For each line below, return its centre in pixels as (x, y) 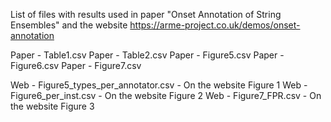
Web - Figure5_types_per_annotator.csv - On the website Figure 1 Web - (159, 85)
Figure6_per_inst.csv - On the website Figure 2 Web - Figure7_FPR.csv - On (166, 95)
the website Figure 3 (52, 106)
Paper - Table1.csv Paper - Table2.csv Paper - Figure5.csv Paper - (147, 55)
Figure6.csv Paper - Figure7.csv (76, 65)
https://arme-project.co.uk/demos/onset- (215, 25)
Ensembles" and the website (69, 25)
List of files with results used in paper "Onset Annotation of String (146, 14)
